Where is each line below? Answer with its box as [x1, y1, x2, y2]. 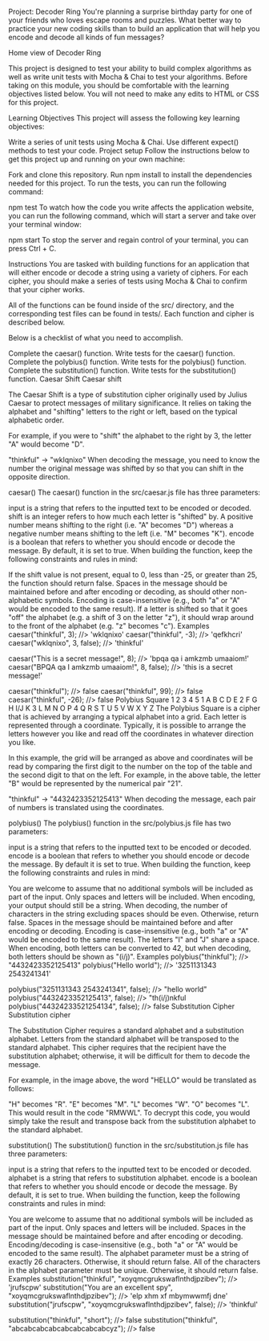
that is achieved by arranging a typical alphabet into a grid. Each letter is [8, 712, 247, 721]
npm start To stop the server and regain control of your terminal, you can [8, 235, 249, 244]
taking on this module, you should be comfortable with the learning [8, 80, 230, 90]
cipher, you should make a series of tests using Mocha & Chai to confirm [8, 276, 248, 286]
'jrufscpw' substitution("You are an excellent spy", [8, 1282, 174, 1292]
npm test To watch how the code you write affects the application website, [8, 202, 255, 212]
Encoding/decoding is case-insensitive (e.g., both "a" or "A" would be [8, 1240, 239, 1249]
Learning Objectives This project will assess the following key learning [8, 113, 240, 123]
